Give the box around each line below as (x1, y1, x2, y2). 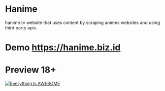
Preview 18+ (5, 65, 57, 75)
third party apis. (5, 24, 37, 30)
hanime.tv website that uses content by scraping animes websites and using (5, 20, 160, 25)
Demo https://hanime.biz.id (5, 42, 121, 53)
